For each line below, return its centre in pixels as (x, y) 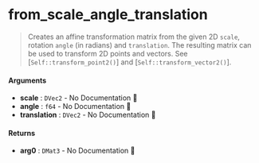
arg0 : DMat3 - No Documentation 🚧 (77, 151)
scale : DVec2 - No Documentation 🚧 (78, 98)
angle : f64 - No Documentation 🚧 (75, 107)
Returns (22, 133)
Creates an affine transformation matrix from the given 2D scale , (134, 37)
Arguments (27, 80)
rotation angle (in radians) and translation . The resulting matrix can (139, 45)
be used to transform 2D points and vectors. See (108, 53)
